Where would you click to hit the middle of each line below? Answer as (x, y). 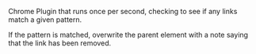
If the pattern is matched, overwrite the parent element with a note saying (128, 35)
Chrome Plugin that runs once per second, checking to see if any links (123, 11)
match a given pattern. (45, 20)
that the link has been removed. (60, 43)
